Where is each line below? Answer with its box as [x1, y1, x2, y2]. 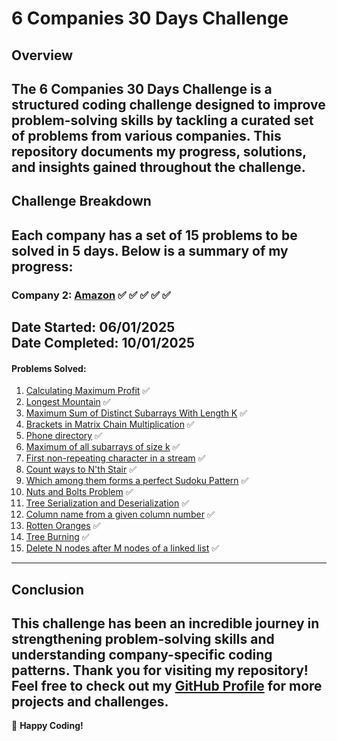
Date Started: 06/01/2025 [11, 319, 176, 336]
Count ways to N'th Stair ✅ [25, 463, 138, 476]
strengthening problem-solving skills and [11, 631, 275, 648]
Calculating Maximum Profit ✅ [25, 385, 151, 397]
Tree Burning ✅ [25, 531, 90, 543]
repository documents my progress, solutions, [11, 143, 307, 160]
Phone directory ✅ [25, 430, 103, 442]
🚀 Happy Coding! [11, 720, 84, 732]
